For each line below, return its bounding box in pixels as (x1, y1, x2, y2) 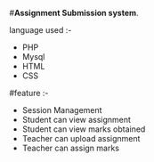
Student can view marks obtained (21, 124, 146, 134)
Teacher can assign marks (21, 142, 120, 153)
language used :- (9, 25, 72, 35)
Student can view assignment (21, 115, 132, 125)
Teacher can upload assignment (21, 134, 141, 143)
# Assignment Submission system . (9, 8, 140, 18)
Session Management (21, 105, 102, 115)
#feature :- (9, 88, 49, 98)
